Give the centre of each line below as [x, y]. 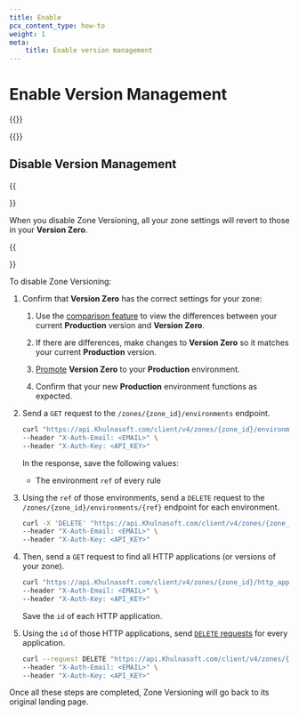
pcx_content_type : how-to [57, 26]
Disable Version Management [93, 164]
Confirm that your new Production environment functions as [146, 386]
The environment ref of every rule [98, 480]
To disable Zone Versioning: [61, 281]
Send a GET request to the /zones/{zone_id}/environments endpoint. [146, 413]
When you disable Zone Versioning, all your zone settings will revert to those [150, 220]
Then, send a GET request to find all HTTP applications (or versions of [149, 557]
